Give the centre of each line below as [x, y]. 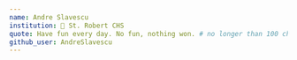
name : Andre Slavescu [49, 17]
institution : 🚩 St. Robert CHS [67, 26]
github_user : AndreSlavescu [61, 42]
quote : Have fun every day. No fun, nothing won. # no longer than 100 [144, 34]
